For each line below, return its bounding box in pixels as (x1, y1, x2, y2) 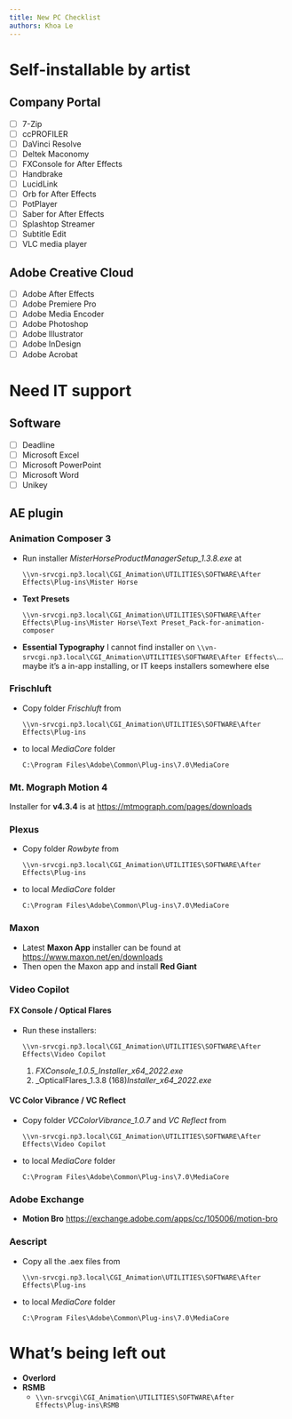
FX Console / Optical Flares (9, 1005, 112, 1016)
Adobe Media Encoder (21, 308, 105, 320)
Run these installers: (21, 1024, 98, 1035)
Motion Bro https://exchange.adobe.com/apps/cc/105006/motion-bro (21, 1214, 278, 1224)
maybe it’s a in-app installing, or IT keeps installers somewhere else (21, 660, 270, 671)
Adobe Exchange (9, 1193, 84, 1205)
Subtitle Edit (21, 228, 67, 240)
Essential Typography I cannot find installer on (21, 642, 195, 652)
